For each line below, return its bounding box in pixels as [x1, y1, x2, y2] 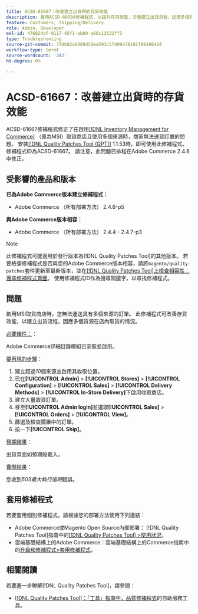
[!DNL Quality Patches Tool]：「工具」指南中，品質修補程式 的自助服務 [14, 594, 183, 602]
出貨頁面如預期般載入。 [6, 451, 63, 458]
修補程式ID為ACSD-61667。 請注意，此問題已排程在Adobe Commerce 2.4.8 [6, 148, 190, 155]
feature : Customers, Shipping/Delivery [6, 19, 104, 25]
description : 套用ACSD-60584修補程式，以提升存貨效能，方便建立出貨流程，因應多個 [6, 14, 190, 20]
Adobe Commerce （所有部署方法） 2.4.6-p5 [14, 203, 125, 211]
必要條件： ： [6, 330, 37, 337]
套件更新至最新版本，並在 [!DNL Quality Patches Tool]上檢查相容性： [24, 267, 190, 274]
